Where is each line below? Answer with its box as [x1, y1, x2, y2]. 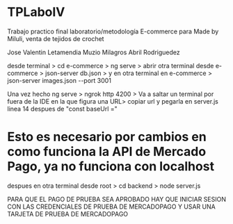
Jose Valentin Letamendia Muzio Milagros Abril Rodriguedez [7, 48, 180, 56]
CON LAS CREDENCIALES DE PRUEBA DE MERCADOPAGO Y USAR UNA [7, 202, 216, 211]
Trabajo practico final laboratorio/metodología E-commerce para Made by [7, 27, 219, 35]
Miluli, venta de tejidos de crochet [7, 34, 104, 42]
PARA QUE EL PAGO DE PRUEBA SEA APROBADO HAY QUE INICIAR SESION [7, 195, 226, 203]
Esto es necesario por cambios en [7, 129, 207, 145]
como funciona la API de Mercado [7, 144, 207, 160]
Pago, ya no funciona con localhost [7, 159, 214, 175]
